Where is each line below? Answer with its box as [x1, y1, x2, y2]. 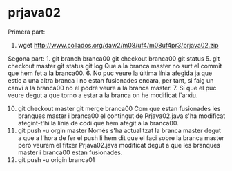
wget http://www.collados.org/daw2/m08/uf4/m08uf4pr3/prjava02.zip [17, 41, 220, 49]
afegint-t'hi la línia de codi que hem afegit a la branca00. [17, 119, 179, 127]
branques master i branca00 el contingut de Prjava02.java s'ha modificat [17, 112, 226, 120]
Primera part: [8, 28, 46, 36]
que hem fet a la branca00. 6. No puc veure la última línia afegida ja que [8, 69, 213, 77]
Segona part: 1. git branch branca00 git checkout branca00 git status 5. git [8, 54, 220, 63]
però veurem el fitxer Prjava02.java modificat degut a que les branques [17, 141, 220, 149]
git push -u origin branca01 [17, 155, 95, 163]
